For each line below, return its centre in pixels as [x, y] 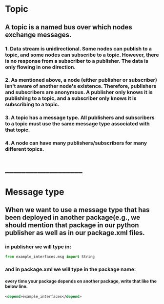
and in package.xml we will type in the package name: [71, 269]
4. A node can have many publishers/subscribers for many [76, 143]
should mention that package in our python [72, 225]
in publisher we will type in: [38, 247]
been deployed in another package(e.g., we [73, 218]
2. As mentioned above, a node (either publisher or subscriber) [81, 80]
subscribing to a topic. [32, 105]
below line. [16, 286]
